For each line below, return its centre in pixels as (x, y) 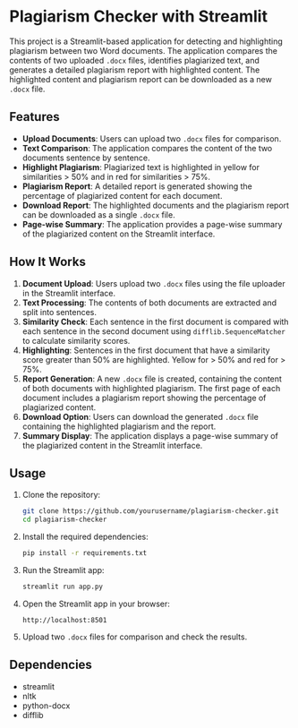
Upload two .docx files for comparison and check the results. (135, 637)
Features (34, 117)
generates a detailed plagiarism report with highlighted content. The (135, 70)
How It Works (48, 262)
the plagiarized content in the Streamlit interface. (112, 445)
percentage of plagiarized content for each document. (122, 195)
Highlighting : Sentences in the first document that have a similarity (146, 350)
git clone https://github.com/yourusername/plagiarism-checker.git (150, 511)
